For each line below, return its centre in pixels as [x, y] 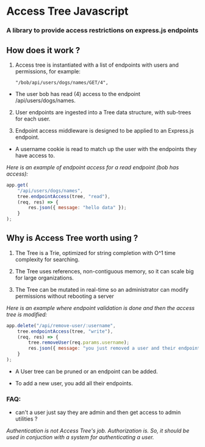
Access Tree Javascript [67, 11]
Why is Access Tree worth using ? [72, 238]
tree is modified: [27, 314]
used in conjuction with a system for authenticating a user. [80, 437]
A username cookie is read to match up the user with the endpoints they [106, 149]
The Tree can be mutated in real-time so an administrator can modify [102, 289]
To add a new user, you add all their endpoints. [74, 383]
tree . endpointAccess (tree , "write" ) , [65, 331]
